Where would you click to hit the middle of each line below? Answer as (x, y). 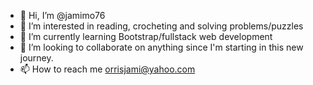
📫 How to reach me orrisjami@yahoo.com (107, 69)
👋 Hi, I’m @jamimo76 (62, 15)
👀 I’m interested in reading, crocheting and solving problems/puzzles (161, 26)
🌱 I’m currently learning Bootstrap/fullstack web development (146, 36)
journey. (36, 58)
